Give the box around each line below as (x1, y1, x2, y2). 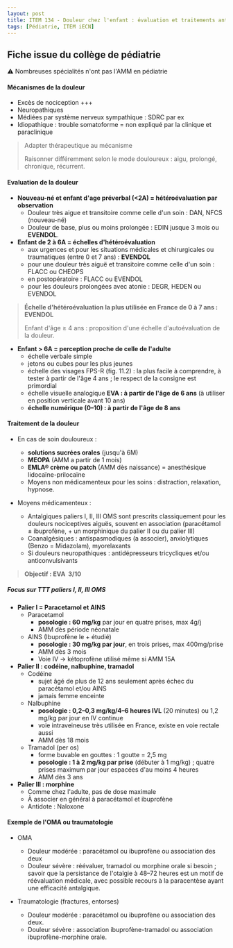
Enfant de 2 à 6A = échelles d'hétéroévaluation (17, 237, 156, 246)
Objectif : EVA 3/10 (24, 570, 82, 578)
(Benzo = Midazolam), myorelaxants (27, 541, 131, 550)
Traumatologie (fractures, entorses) (17, 897, 119, 906)
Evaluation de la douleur (7, 178, 78, 186)
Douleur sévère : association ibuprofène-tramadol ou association (27, 925, 214, 933)
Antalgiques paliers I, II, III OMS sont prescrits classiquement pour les (27, 511, 226, 520)
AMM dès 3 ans (37, 772, 83, 781)
